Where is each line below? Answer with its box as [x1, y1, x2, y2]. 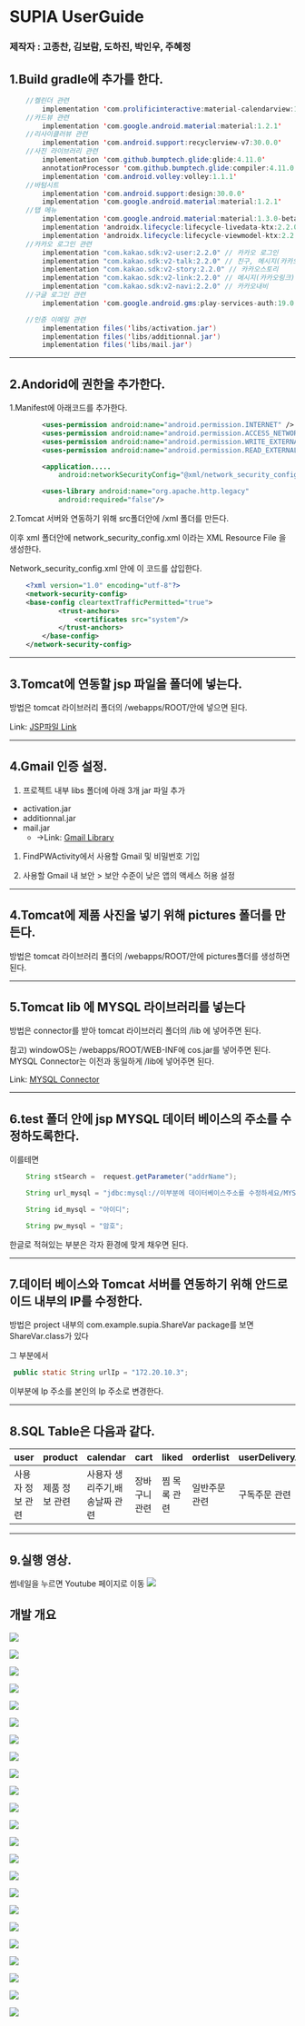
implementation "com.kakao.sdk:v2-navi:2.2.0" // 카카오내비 [42, 282, 269, 292]
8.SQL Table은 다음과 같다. [9, 1424, 156, 1439]
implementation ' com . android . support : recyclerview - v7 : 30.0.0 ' [42, 138, 282, 147]
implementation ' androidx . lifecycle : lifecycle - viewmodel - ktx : [42, 231, 282, 240]
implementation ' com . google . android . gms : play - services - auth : [42, 298, 279, 308]
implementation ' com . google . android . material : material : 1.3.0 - [42, 214, 282, 223]
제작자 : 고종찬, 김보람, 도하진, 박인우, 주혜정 [9, 41, 192, 54]
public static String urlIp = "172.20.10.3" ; [13, 1368, 189, 1377]
